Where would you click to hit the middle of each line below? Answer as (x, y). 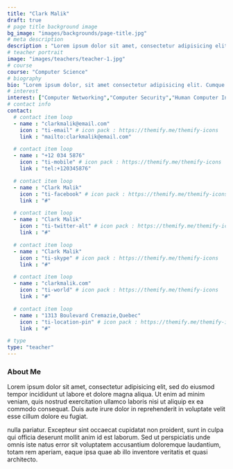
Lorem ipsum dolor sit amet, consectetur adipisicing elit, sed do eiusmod (111, 387)
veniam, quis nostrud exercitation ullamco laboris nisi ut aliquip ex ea (105, 402)
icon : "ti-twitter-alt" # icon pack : (77, 226)
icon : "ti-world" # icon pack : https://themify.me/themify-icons (119, 290)
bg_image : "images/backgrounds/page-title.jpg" (77, 33)
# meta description (35, 40)
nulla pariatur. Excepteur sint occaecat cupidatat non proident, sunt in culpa (115, 430)
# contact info (29, 104)
